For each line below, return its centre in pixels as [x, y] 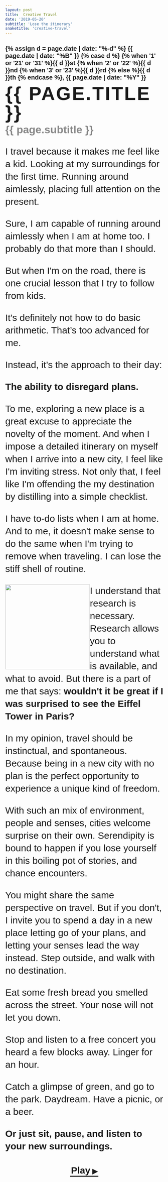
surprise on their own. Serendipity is [80, 836]
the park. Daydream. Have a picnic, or [84, 1099]
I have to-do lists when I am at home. [82, 519]
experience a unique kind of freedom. [83, 788]
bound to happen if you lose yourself [81, 848]
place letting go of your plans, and [76, 933]
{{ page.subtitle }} [49, 130]
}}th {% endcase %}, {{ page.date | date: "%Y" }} [76, 78]
